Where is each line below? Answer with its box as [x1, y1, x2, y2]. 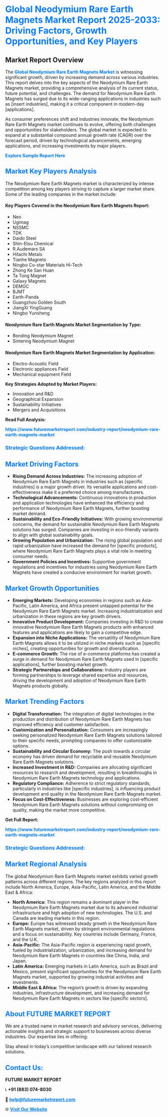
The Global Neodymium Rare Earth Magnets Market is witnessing [5, 69, 143, 75]
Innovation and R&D [12, 391, 54, 397]
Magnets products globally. [12, 682, 69, 689]
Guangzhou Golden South [12, 299, 66, 305]
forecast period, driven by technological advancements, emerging [5, 137, 142, 143]
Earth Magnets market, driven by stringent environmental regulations [12, 925, 155, 931]
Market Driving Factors [5, 460, 79, 468]
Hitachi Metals [12, 251, 43, 257]
